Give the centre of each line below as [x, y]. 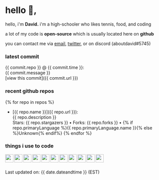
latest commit [22, 56]
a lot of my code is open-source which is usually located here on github [79, 34]
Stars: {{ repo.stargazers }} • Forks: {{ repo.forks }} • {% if [73, 122]
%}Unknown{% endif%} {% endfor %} [52, 133]
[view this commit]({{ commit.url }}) [42, 78]
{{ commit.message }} [28, 73]
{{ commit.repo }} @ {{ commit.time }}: [45, 68]
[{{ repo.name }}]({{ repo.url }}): [45, 112]
